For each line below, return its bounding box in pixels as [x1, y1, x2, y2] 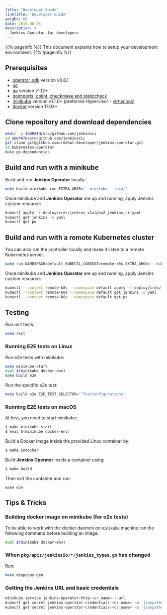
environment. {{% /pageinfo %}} [5, 49, 72, 55]
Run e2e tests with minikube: [5, 354, 65, 360]
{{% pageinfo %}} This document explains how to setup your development [5, 44, 158, 50]
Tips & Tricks [5, 498, 47, 507]
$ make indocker [5, 448, 39, 453]
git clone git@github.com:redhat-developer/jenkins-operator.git [5, 140, 143, 145]
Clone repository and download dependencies [5, 118, 152, 126]
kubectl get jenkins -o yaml [5, 215, 66, 220]
